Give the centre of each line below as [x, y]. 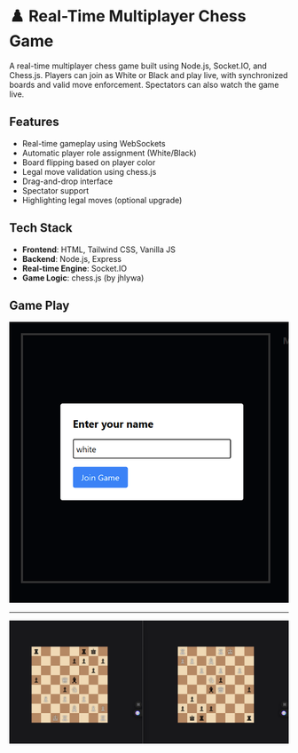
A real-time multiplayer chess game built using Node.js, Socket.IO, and [138, 66]
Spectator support [55, 190]
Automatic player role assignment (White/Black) [109, 153]
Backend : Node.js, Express [72, 258]
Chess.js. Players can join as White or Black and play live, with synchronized [149, 75]
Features [34, 122]
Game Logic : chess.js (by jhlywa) [83, 277]
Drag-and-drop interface [67, 181]
